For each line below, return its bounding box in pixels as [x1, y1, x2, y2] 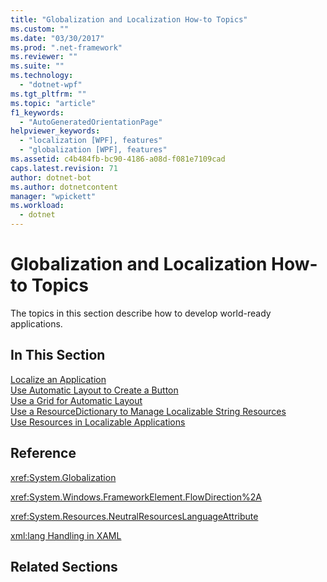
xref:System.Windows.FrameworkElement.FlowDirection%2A [10, 491, 262, 503]
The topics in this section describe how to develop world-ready [10, 307, 272, 319]
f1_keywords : [10, 107, 65, 118]
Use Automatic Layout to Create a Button [10, 384, 179, 396]
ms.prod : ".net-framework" [10, 42, 123, 53]
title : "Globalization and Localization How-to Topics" [10, 14, 248, 25]
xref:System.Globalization [10, 471, 117, 483]
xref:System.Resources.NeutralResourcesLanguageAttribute [10, 510, 259, 522]
